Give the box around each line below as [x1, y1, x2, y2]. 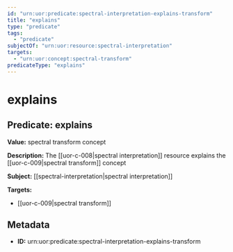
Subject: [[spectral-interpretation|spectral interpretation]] [7, 171, 173, 180]
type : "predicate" [7, 23, 61, 30]
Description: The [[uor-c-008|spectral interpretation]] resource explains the [7, 151, 226, 160]
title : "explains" [7, 17, 61, 24]
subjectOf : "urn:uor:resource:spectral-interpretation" [7, 42, 172, 49]
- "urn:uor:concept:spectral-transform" [13, 56, 132, 62]
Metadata [7, 219, 50, 231]
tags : [7, 29, 23, 37]
